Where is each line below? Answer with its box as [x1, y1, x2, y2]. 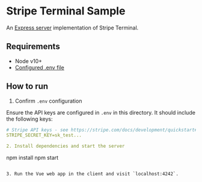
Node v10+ [14, 57, 43, 64]
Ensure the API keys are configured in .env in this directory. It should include [6, 109, 195, 116]
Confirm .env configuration [14, 97, 82, 105]
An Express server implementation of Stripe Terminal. [6, 24, 139, 31]
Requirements [6, 41, 60, 52]
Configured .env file [14, 64, 65, 71]
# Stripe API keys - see [6, 127, 69, 133]
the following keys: [6, 115, 53, 123]
